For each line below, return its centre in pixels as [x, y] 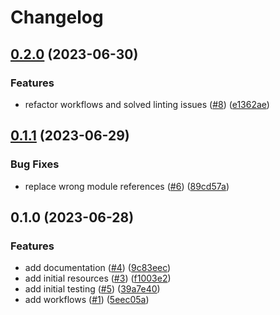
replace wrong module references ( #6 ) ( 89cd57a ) [127, 186]
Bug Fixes [35, 164]
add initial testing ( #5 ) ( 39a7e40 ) [92, 289]
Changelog [57, 17]
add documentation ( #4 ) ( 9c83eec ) [98, 268]
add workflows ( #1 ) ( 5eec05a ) [87, 300]
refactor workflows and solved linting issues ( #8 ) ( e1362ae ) [147, 104]
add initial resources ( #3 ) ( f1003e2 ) [98, 278]
